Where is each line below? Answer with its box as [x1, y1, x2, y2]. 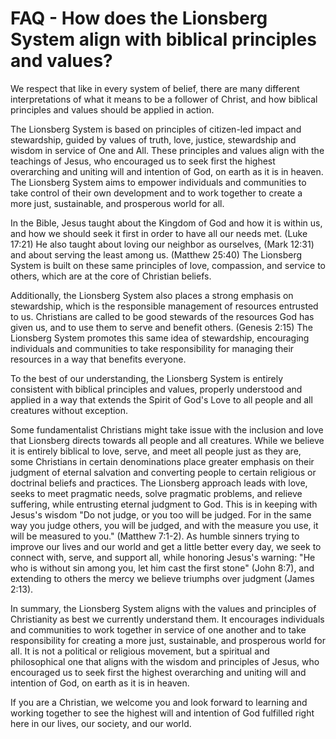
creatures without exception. [10, 404, 129, 416]
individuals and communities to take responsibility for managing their [10, 342, 295, 354]
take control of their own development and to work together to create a [10, 187, 303, 199]
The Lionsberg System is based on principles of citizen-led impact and [10, 123, 302, 135]
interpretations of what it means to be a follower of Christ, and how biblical [10, 93, 318, 105]
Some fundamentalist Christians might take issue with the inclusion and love [10, 423, 324, 436]
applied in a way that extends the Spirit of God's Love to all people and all [10, 393, 313, 406]
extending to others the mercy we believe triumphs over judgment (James [10, 572, 315, 584]
